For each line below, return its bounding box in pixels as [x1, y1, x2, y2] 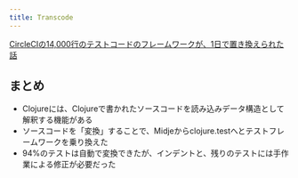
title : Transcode [9, 12, 74, 22]
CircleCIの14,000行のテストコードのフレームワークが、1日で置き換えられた [9, 38, 285, 49]
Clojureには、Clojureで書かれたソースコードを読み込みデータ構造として [21, 103, 285, 114]
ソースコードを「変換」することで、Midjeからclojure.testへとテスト [21, 125, 270, 136]
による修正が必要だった [29, 159, 117, 170]
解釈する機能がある [21, 115, 93, 125]
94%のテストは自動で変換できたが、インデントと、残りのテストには [21, 148, 274, 158]
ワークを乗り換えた [37, 137, 109, 148]
